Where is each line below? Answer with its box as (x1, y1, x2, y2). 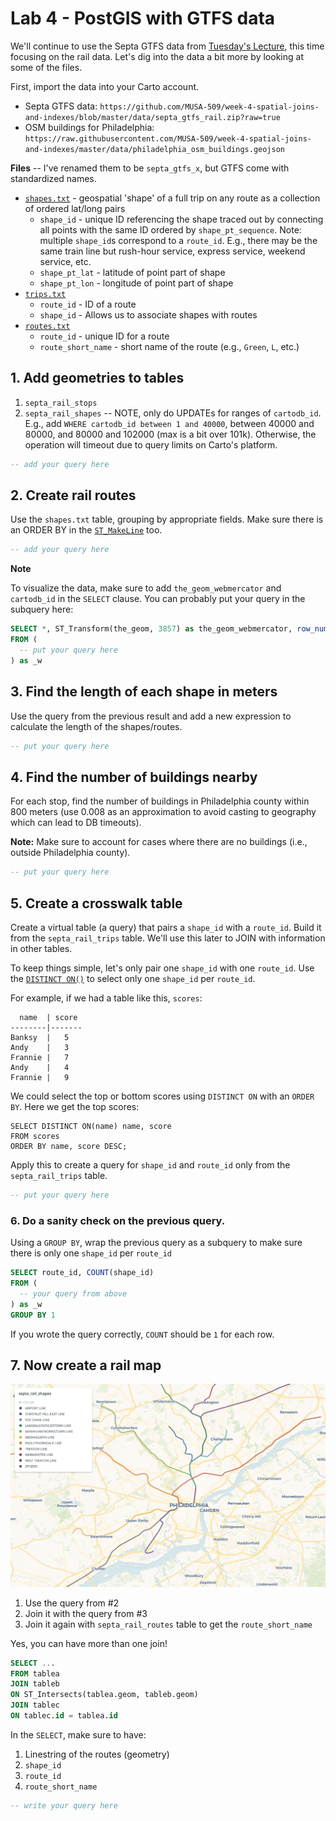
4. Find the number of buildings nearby (10, 768, 258, 786)
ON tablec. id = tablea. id (10, 1711, 118, 1721)
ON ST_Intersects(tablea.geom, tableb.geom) (10, 1690, 199, 1700)
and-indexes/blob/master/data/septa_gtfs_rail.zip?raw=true (24, 112, 281, 122)
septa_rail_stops (24, 398, 98, 408)
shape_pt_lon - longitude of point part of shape (39, 277, 234, 289)
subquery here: (10, 603, 74, 616)
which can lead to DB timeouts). (10, 817, 142, 829)
